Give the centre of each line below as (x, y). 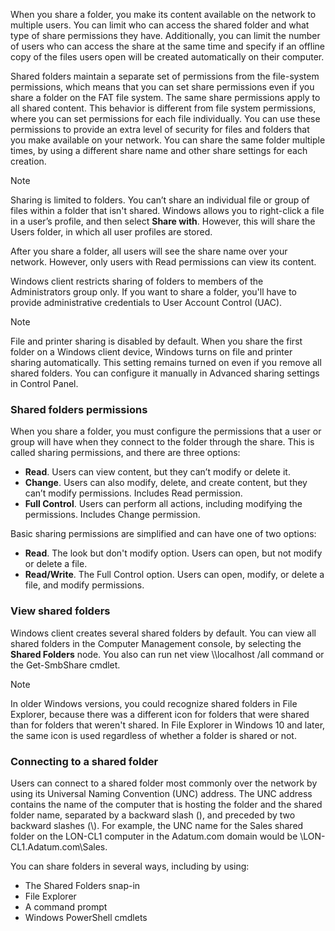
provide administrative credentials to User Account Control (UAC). (146, 302)
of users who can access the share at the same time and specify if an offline (168, 46)
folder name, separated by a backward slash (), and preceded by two (153, 815)
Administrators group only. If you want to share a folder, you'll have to (153, 292)
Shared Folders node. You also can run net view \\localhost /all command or (167, 654)
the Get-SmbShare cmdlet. (65, 665)
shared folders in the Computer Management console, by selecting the (156, 643)
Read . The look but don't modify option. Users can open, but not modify (173, 553)
